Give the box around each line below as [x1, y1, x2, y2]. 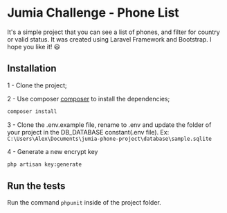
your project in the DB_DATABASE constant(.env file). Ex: [7, 128, 170, 136]
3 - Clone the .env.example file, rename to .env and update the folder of [7, 120, 212, 129]
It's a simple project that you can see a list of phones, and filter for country [7, 28, 220, 36]
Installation [7, 62, 57, 74]
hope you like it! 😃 [7, 42, 61, 51]
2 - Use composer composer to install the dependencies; [7, 94, 170, 103]
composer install [7, 108, 57, 115]
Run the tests [7, 180, 66, 191]
